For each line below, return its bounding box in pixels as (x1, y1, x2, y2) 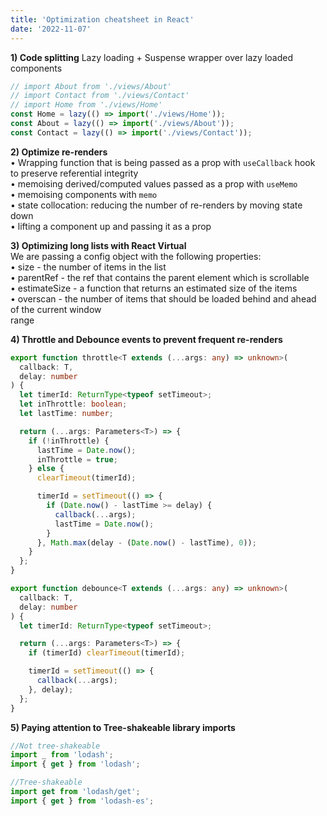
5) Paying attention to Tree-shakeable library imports (10, 721, 236, 733)
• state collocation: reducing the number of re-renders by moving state (10, 199, 303, 211)
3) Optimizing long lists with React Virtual (10, 239, 187, 251)
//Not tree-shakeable (10, 741, 101, 751)
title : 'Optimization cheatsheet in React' (10, 14, 195, 25)
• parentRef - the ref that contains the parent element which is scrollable (10, 271, 310, 283)
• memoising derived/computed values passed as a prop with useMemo (10, 177, 298, 190)
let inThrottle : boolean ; (19, 399, 128, 410)
